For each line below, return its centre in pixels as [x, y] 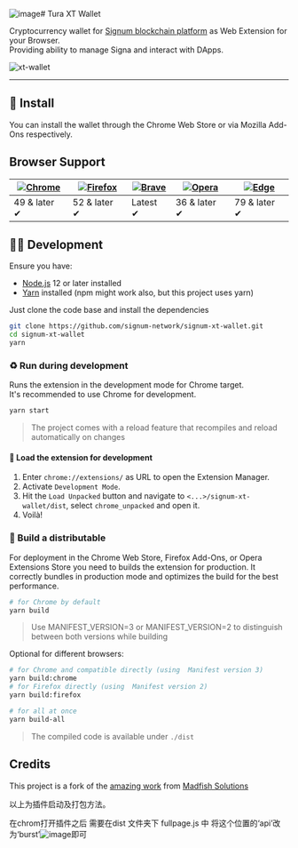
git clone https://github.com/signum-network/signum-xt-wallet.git [137, 326]
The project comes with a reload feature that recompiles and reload [154, 428]
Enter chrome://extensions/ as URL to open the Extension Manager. [146, 477]
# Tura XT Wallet [71, 14]
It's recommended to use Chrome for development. [103, 395]
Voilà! [32, 515]
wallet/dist [44, 507]
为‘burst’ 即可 [48, 834]
